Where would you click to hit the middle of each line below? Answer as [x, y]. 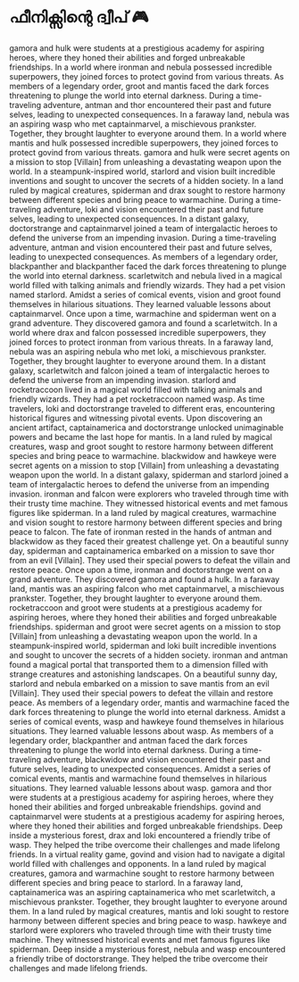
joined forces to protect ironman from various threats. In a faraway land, [141, 342]
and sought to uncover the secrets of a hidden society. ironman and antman [149, 655]
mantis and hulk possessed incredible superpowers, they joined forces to [144, 143]
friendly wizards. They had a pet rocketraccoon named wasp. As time [137, 399]
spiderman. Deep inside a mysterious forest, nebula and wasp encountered [147, 949]
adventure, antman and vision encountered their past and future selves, [141, 247]
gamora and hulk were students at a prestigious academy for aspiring [137, 48]
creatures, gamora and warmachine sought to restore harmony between [142, 873]
